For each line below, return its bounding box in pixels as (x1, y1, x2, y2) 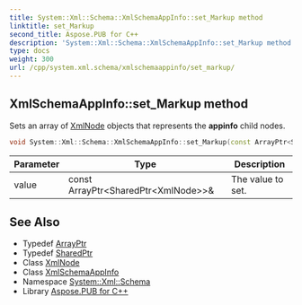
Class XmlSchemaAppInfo (22, 266, 120, 278)
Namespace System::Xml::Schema (22, 276, 151, 287)
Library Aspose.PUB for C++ (22, 286, 129, 297)
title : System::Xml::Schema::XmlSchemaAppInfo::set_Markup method (9, 13, 263, 22)
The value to (230, 172, 284, 185)
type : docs (9, 47, 50, 56)
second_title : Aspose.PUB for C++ (9, 30, 139, 39)
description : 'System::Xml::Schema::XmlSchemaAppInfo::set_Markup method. (9, 38, 296, 48)
